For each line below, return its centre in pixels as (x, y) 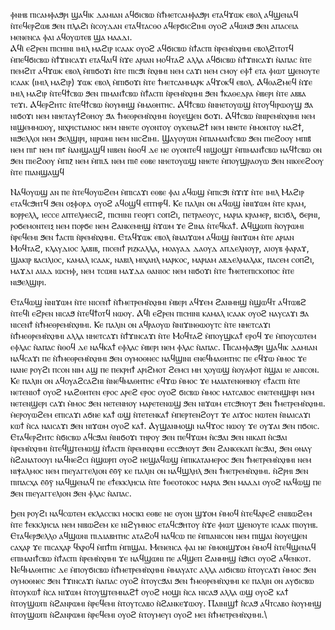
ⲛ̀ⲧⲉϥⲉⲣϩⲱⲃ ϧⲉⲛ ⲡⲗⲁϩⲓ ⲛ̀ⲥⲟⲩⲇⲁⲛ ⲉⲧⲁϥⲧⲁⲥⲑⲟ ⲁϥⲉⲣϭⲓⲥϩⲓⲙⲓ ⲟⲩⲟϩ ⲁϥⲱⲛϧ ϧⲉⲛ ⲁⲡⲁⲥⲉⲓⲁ (154, 25)
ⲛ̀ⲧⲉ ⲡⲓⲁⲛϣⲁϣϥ (37, 172)
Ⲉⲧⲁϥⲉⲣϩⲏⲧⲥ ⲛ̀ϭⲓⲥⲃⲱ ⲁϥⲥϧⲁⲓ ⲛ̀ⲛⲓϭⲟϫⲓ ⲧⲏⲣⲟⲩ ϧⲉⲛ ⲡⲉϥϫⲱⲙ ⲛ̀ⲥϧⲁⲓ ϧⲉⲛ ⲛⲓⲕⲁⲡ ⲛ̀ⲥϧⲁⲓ (149, 437)
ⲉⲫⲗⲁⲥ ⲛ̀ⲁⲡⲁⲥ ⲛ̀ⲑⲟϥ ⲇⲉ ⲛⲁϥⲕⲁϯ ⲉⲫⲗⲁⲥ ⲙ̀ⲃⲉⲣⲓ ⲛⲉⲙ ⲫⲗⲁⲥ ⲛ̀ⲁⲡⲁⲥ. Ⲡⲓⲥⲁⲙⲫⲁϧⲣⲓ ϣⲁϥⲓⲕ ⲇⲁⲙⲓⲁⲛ (164, 347)
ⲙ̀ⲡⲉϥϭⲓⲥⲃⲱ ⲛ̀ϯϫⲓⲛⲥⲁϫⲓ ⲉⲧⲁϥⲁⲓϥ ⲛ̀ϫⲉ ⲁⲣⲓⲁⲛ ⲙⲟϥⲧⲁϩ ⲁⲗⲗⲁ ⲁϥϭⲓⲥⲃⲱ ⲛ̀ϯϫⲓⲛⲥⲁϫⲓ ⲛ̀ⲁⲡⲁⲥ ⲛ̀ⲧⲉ (161, 59)
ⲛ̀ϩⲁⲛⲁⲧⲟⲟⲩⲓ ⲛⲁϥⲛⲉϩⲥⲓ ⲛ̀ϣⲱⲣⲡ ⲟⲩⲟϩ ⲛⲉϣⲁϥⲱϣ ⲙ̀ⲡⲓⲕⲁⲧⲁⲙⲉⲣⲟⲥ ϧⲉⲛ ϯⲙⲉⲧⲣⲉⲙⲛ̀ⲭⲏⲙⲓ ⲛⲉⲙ (161, 459)
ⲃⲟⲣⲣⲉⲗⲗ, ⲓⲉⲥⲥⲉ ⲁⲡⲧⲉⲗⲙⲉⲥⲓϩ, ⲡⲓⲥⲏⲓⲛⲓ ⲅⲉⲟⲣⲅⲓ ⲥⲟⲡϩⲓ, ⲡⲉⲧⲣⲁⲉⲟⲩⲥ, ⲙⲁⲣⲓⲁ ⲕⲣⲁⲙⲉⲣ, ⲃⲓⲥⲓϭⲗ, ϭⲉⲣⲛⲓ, (165, 214)
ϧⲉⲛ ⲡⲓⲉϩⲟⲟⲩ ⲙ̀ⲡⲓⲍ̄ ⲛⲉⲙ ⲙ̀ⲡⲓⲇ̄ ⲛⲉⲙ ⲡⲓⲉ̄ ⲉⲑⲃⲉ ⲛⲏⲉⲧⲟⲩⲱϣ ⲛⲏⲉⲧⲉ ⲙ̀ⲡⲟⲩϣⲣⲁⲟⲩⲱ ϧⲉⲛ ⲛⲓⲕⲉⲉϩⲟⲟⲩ (167, 160)
